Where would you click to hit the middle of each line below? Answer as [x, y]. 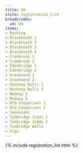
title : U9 [15, 10]
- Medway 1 [16, 94]
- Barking [15, 33]
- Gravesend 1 [20, 75]
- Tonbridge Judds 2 [27, 122]
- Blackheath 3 [21, 47]
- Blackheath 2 [21, 43]
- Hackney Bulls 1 [24, 84]
